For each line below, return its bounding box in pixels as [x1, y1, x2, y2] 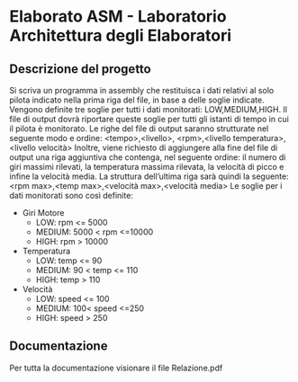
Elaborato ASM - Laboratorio [9, 6, 227, 27]
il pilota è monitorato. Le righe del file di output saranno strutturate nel [9, 123, 269, 134]
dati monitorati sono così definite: [9, 191, 133, 200]
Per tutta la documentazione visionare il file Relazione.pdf [9, 362, 223, 373]
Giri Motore [22, 208, 65, 218]
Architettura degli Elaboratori [9, 25, 232, 46]
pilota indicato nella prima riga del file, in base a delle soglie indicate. [9, 94, 265, 105]
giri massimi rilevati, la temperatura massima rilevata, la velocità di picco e [9, 162, 284, 172]
